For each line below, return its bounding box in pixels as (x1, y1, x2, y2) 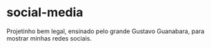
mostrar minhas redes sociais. (6, 34, 92, 42)
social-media (6, 5, 83, 20)
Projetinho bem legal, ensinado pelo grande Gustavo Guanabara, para (6, 27, 205, 35)
